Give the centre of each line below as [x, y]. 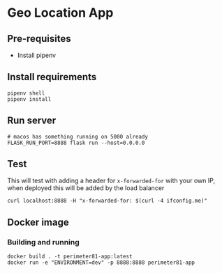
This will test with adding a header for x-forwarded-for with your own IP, [111, 181]
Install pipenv [37, 55]
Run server [32, 121]
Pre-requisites [39, 39]
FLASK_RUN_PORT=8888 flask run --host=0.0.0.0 [76, 143]
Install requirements [52, 77]
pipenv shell [26, 93]
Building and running [44, 242]
